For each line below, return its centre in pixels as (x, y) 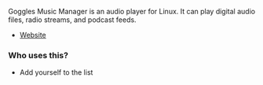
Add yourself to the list (56, 72)
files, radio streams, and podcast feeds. (72, 20)
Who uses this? (38, 55)
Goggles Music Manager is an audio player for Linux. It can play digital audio (132, 11)
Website (33, 35)
